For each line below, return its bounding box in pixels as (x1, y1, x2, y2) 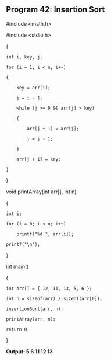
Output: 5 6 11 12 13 (6, 348, 53, 355)
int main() (6, 263, 29, 270)
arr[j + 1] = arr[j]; (27, 126, 80, 131)
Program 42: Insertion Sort (6, 5, 105, 15)
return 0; (6, 327, 30, 332)
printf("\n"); (6, 241, 41, 247)
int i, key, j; (6, 54, 43, 60)
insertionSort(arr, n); (6, 306, 64, 312)
